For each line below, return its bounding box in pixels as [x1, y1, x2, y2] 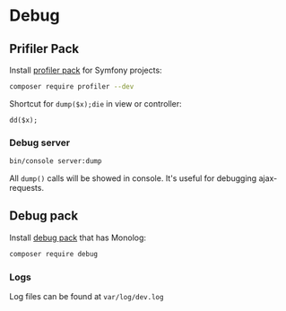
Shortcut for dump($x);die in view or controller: [9, 98, 182, 108]
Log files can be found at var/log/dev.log [9, 291, 164, 302]
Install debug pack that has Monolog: [9, 232, 146, 243]
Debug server [9, 136, 71, 149]
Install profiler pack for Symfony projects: [9, 65, 163, 75]
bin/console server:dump [9, 157, 102, 166]
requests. [9, 183, 45, 194]
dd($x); [9, 116, 39, 125]
